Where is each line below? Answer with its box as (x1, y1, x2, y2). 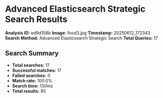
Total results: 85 (12, 88, 46, 94)
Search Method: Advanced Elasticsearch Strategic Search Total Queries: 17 (5, 35, 158, 41)
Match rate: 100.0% (12, 78, 53, 83)
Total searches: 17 (12, 62, 50, 68)
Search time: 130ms (12, 83, 53, 89)
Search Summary (5, 49, 59, 58)
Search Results (5, 14, 68, 25)
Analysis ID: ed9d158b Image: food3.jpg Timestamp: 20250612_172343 (5, 30, 150, 36)
